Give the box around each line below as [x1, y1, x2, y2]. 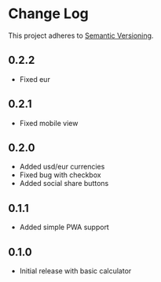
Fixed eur [19, 74, 51, 83]
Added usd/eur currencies [19, 162, 105, 172]
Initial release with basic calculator [19, 266, 132, 276]
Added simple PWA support [19, 222, 110, 232]
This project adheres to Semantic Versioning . [8, 31, 154, 40]
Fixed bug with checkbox [19, 170, 101, 180]
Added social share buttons [19, 179, 109, 188]
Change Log [8, 5, 89, 23]
